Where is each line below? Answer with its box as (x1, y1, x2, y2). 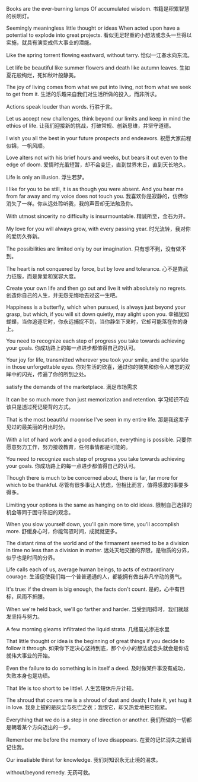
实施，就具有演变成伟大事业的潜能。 (6, 39, 95, 46)
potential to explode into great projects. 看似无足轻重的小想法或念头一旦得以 (6, 31, 192, 39)
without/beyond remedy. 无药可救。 (6, 769, 94, 776)
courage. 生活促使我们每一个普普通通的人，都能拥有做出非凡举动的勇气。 (6, 573, 186, 580)
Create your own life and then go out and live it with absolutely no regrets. (6, 284, 187, 292)
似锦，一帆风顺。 (6, 142, 48, 149)
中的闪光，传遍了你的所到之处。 (11, 371, 90, 378)
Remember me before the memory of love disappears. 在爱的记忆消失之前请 (6, 736, 192, 743)
